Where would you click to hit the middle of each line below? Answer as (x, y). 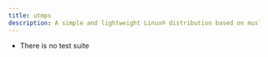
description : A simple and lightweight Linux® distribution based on (126, 23)
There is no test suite (54, 45)
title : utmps (30, 15)
